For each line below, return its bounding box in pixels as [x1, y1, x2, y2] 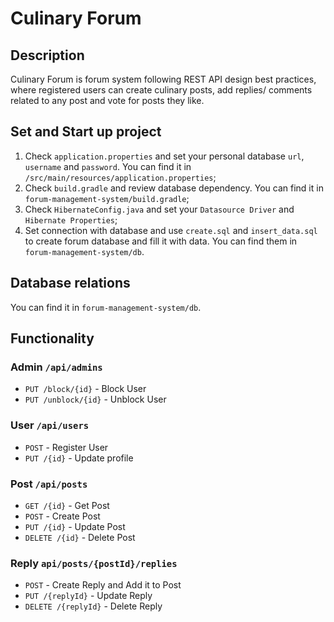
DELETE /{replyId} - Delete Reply [24, 600, 163, 612]
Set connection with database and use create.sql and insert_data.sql [24, 224, 318, 236]
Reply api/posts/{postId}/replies [10, 556, 178, 570]
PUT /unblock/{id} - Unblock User [24, 393, 167, 406]
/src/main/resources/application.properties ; [24, 171, 217, 183]
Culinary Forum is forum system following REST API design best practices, [10, 73, 317, 85]
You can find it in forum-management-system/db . [10, 301, 202, 313]
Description [10, 47, 85, 64]
